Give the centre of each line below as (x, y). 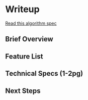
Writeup (22, 9)
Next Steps (23, 91)
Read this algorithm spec (31, 23)
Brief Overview (29, 39)
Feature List (24, 56)
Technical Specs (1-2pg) (44, 73)
